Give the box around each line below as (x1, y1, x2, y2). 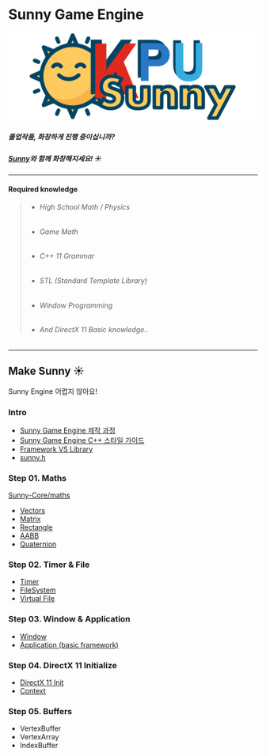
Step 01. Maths (8, 472, 67, 483)
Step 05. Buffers (8, 706, 73, 716)
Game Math (39, 227, 78, 236)
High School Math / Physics (39, 202, 131, 212)
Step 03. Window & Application (8, 614, 131, 625)
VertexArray (19, 732, 59, 742)
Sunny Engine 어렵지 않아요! (8, 386, 97, 396)
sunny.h (19, 452, 46, 462)
